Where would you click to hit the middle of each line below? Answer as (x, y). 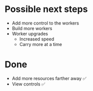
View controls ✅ (28, 84)
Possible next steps (46, 9)
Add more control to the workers (45, 23)
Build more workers (32, 28)
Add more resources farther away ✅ (49, 78)
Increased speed (37, 39)
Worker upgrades (30, 33)
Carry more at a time (40, 44)
